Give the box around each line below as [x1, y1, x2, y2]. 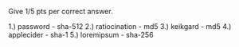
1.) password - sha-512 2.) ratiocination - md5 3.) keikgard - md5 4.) [8, 22, 232, 31]
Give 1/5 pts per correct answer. [8, 7, 113, 16]
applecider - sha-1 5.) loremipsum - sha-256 [8, 31, 154, 39]
